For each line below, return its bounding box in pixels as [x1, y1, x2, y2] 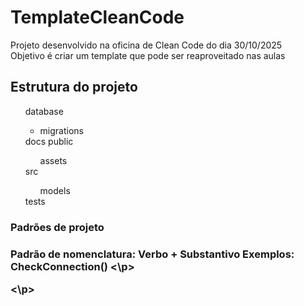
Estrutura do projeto [10, 79, 138, 96]
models [39, 184, 71, 196]
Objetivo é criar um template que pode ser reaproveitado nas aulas [10, 49, 286, 61]
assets [39, 154, 68, 166]
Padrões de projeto [10, 220, 105, 234]
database [24, 105, 64, 117]
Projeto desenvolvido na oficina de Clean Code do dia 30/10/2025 [10, 39, 283, 51]
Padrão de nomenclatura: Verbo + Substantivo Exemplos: [10, 247, 295, 261]
